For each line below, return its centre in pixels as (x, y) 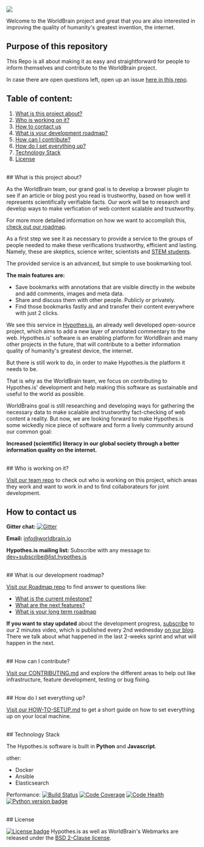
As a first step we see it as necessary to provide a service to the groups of (100, 239)
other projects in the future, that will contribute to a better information (93, 344)
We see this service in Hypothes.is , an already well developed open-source (101, 325)
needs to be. (22, 369)
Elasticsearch (32, 783)
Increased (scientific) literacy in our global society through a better (93, 443)
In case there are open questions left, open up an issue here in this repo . (97, 79)
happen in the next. (30, 643)
